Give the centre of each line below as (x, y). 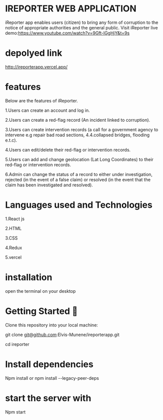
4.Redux (14, 248)
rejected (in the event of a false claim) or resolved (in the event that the (78, 179)
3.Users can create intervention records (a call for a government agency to (82, 129)
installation (29, 277)
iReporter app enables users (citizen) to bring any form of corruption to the (82, 22)
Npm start (15, 412)
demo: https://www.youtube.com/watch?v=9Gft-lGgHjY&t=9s (68, 33)
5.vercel (13, 257)
